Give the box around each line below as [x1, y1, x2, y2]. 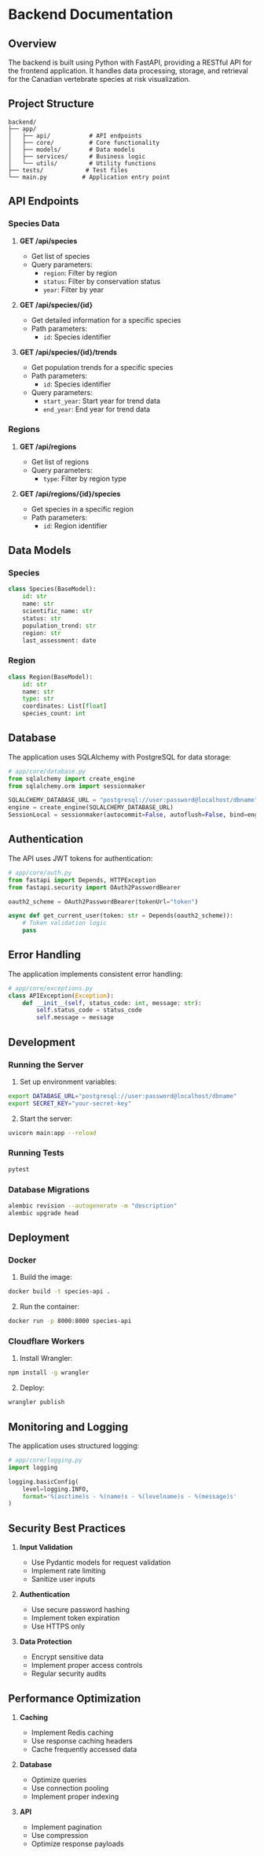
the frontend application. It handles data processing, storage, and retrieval [8, 66, 249, 76]
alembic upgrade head [8, 1209, 79, 1217]
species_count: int [22, 710, 86, 718]
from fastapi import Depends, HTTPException [8, 876, 156, 884]
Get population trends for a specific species [31, 362, 174, 372]
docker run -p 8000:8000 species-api [8, 1317, 132, 1325]
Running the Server [8, 1059, 84, 1070]
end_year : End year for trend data [42, 404, 151, 414]
